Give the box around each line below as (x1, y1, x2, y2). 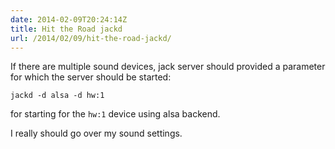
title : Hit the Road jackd (10, 24, 123, 34)
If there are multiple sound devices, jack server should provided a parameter (10, 61, 326, 73)
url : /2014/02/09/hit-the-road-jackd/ (10, 33, 172, 43)
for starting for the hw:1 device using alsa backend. (10, 108, 221, 120)
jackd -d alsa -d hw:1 (10, 91, 105, 101)
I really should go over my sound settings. (10, 127, 183, 140)
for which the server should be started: (10, 71, 172, 83)
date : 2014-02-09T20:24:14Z (10, 14, 128, 25)
